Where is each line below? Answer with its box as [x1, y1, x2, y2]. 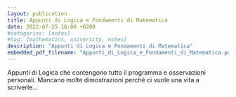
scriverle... [7, 83, 39, 91]
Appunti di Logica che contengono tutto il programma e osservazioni [7, 68, 206, 77]
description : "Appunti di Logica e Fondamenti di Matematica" [7, 43, 193, 50]
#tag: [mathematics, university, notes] [7, 36, 128, 43]
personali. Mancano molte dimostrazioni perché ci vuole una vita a [7, 75, 200, 84]
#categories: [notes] [7, 29, 71, 37]
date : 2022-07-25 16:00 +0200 [7, 23, 96, 30]
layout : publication [7, 10, 68, 17]
